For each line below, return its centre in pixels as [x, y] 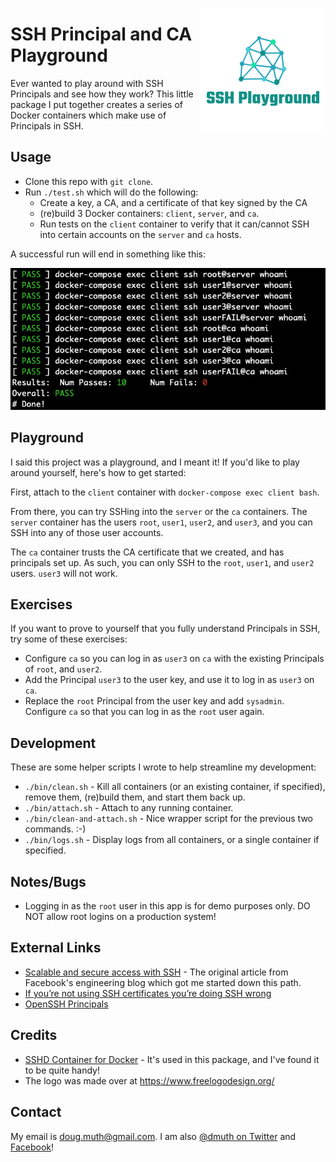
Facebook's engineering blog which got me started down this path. [163, 982]
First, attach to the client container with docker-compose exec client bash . [165, 492]
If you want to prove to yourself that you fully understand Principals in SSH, [165, 629]
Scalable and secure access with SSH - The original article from [156, 972]
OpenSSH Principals [66, 1004]
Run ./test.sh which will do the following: [111, 192]
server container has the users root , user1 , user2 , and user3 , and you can [161, 522]
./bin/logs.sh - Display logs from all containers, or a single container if [172, 840]
